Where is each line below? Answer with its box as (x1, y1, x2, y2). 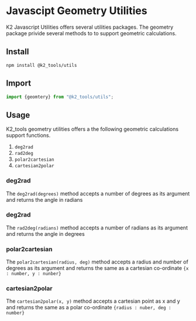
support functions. (6, 132, 51, 139)
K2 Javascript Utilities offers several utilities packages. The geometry (6, 23, 174, 31)
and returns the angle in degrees (6, 230, 85, 237)
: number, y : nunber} (6, 271, 61, 277)
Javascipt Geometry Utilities (6, 4, 147, 18)
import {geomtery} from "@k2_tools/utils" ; (6, 94, 114, 100)
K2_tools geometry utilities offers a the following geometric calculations (6, 126, 179, 133)
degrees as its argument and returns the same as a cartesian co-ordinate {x (6, 265, 189, 272)
